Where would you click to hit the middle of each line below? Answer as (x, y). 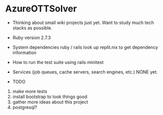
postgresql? (25, 107)
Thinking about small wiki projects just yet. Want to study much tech (83, 22)
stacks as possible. (32, 27)
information (24, 52)
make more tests (30, 91)
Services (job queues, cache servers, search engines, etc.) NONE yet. (85, 72)
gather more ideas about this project (50, 102)
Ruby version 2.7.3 (32, 37)
